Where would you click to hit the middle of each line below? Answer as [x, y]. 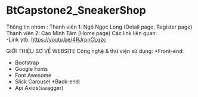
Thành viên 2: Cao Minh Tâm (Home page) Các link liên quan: [82, 33]
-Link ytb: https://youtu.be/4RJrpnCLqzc [56, 39]
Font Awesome [33, 75]
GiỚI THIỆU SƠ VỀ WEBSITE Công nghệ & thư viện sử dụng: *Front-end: [95, 51]
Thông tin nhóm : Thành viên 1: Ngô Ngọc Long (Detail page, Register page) [99, 27]
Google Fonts [31, 68]
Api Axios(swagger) [39, 87]
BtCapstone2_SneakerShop [76, 10]
